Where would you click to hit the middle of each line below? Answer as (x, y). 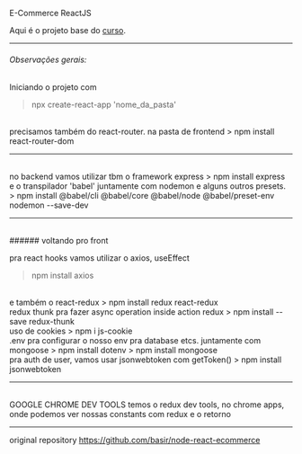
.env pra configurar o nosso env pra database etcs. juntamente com (135, 341)
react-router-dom (42, 141)
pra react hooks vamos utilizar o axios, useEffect (100, 258)
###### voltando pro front (59, 241)
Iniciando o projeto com (53, 87)
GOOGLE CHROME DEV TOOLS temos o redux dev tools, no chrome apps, (147, 405)
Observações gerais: (48, 59)
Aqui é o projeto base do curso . (67, 30)
